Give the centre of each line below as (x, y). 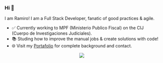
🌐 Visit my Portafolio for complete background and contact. (72, 46)
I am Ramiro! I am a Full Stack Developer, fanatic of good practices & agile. (80, 19)
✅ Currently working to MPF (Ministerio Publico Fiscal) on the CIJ (78, 28)
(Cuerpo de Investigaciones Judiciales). (52, 33)
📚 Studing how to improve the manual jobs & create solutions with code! (85, 39)
